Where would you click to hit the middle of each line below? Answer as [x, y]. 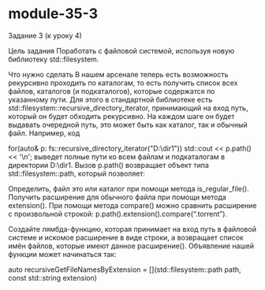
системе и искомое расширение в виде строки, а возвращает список [126, 237]
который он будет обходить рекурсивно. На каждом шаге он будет [121, 116]
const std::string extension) [52, 277]
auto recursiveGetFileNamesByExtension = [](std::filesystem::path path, [125, 270]
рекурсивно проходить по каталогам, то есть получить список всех [123, 83]
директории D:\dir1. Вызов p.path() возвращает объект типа [108, 165]
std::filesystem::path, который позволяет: [77, 173]
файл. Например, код [44, 133]
